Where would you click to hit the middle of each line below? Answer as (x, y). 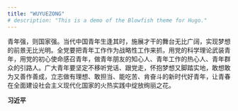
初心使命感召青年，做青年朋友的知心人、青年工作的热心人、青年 (131, 59)
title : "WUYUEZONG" (36, 14)
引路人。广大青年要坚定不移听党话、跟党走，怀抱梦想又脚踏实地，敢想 (122, 67)
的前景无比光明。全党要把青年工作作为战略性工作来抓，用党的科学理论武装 (116, 50)
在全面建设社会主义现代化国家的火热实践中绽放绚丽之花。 (91, 85)
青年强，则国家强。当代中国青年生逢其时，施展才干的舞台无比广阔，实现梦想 (119, 41)
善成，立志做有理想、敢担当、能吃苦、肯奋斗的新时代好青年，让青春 (131, 76)
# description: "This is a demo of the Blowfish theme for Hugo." (107, 20)
